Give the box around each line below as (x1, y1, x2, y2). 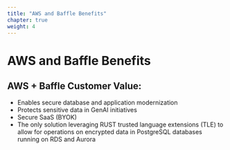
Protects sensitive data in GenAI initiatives (17, 106, 137, 114)
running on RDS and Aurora (17, 135, 96, 144)
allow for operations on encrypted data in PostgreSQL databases (17, 128, 203, 136)
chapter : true (7, 17, 48, 24)
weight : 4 (7, 23, 36, 30)
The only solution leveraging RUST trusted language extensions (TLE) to (17, 120, 224, 129)
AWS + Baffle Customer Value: (7, 80, 142, 92)
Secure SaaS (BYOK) (17, 113, 78, 122)
